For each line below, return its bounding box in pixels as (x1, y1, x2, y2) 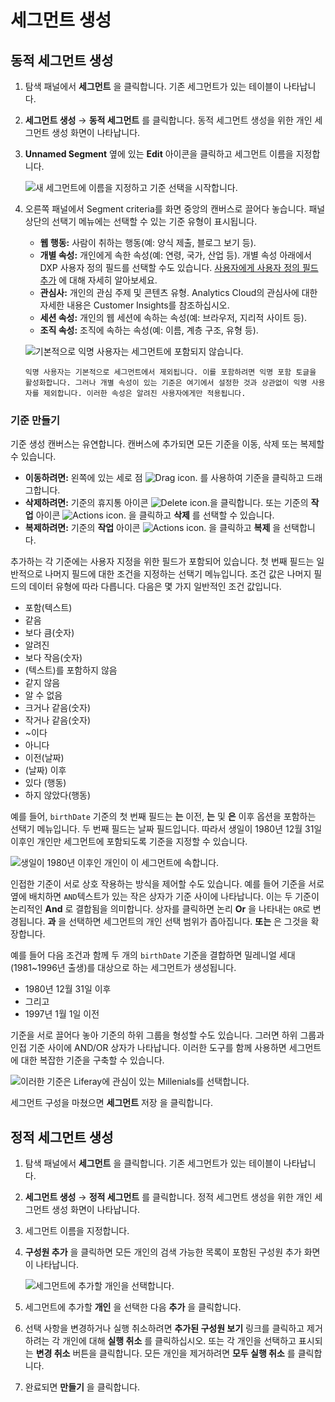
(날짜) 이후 (24, 764, 67, 776)
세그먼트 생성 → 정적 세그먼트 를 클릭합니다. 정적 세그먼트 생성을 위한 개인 (24, 1191, 313, 1203)
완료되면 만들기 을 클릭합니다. (24, 1381, 141, 1393)
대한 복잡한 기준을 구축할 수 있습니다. (20, 1054, 165, 1066)
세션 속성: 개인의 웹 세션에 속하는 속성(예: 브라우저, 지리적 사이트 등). (39, 312, 307, 323)
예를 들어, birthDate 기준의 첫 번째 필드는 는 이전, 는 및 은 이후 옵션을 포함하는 (10, 811, 317, 823)
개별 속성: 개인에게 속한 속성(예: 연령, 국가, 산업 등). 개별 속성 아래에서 (39, 249, 312, 261)
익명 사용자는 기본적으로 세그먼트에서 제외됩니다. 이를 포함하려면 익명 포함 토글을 (24, 367, 317, 377)
